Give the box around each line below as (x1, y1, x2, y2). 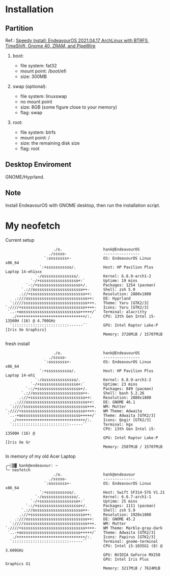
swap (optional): (12, 83, 47, 89)
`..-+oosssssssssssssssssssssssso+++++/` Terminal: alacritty (7, 309, 147, 314)
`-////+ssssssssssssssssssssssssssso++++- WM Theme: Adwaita (5, 408, 143, 414)
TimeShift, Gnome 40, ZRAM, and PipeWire (5, 43, 96, 49)
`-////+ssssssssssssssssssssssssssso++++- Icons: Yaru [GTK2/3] (5, 305, 149, 310)
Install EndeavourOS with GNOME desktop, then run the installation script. (5, 202, 160, 208)
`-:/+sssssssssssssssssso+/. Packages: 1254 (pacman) (25, 282, 156, 288)
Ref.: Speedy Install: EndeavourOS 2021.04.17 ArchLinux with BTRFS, (5, 37, 149, 43)
